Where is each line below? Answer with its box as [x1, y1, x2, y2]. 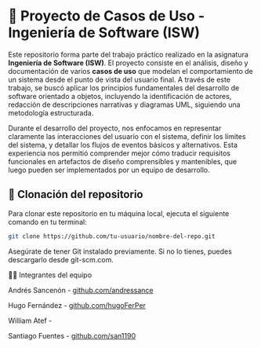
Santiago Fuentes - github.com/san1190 [8, 331, 136, 340]
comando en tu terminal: [8, 217, 88, 226]
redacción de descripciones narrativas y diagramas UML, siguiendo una [8, 100, 241, 109]
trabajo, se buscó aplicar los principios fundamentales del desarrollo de [8, 82, 240, 93]
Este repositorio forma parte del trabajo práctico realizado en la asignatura [8, 49, 249, 59]
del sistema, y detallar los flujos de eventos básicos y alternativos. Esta [8, 140, 237, 149]
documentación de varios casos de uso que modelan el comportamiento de [8, 66, 253, 75]
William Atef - [8, 316, 53, 325]
